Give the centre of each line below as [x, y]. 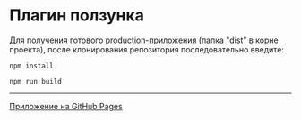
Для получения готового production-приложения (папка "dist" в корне [144, 40]
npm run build [36, 81]
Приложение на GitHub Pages [66, 106]
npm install [31, 66]
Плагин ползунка [77, 16]
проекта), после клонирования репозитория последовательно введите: [147, 49]
